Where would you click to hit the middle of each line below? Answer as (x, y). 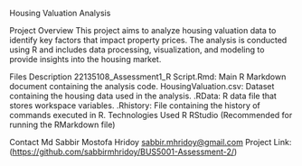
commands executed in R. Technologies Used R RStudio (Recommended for (151, 115)
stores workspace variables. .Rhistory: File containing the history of (135, 106)
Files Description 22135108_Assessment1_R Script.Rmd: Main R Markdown (148, 77)
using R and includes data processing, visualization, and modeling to (137, 50)
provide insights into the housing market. (85, 59)
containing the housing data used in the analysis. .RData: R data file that (143, 96)
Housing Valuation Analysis (60, 13)
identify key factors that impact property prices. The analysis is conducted (148, 40)
